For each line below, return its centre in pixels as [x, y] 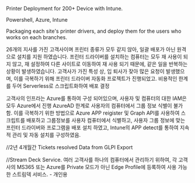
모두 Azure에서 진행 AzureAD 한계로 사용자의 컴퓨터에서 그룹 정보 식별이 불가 [95, 106]
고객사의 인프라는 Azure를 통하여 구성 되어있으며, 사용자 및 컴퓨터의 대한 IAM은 [96, 98]
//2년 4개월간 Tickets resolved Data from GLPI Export [69, 147]
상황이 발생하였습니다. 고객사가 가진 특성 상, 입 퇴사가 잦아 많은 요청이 [85, 71]
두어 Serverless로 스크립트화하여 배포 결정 [61, 86]
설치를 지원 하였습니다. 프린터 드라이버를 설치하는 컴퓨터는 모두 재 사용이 [99, 57]
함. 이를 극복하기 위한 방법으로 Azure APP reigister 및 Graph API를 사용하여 [93, 113]
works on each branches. [36, 37]
